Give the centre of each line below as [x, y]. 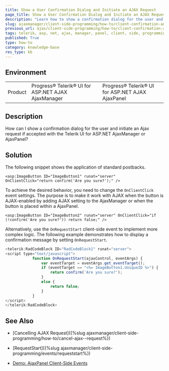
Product [17, 92]
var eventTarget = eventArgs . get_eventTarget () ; [93, 263]
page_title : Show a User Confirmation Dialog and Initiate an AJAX [77, 15]
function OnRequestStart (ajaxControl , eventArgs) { [87, 258]
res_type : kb [19, 52]
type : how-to [19, 43]
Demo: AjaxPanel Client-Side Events [50, 363]
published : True [22, 38]
